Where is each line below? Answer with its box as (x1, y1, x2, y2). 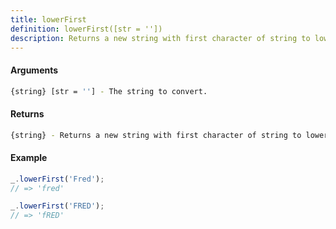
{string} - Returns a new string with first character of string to (10, 130, 302, 140)
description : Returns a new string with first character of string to (10, 33, 311, 43)
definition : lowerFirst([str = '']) (10, 24, 163, 34)
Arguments (10, 64, 59, 76)
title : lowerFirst (10, 14, 87, 25)
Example (10, 152, 48, 164)
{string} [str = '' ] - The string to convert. (10, 86, 208, 96)
